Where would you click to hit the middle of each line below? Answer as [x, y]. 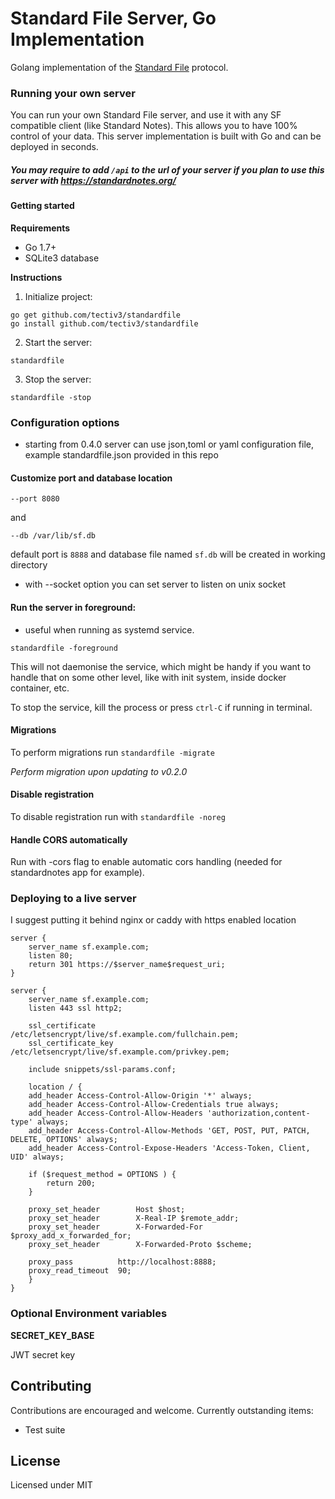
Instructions [36, 277]
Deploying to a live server [73, 899]
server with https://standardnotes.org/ [93, 180]
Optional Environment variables [89, 1314]
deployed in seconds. [54, 147]
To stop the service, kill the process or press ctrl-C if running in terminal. [161, 707]
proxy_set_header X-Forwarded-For [115, 1227]
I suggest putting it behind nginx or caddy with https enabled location [153, 920]
